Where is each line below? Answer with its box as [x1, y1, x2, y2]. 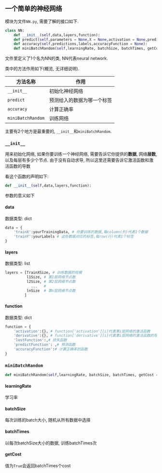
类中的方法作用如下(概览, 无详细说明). [5, 66, 80, 72]
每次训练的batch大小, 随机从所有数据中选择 [5, 417, 91, 423]
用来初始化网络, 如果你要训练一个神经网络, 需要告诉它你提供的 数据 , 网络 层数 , [5, 151, 157, 157]
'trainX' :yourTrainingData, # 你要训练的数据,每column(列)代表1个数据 [13, 230, 148, 235]
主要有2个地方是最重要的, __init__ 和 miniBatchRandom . [5, 128, 112, 134]
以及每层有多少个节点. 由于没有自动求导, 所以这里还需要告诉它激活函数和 [5, 157, 149, 163]
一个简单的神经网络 [5, 4, 62, 13]
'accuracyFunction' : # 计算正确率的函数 [13, 347, 88, 352]
